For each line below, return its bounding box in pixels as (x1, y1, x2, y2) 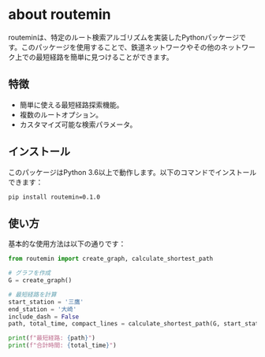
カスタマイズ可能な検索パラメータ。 (19, 120, 137, 129)
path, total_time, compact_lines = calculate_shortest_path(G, (8, 320, 221, 328)
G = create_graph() (8, 277, 73, 284)
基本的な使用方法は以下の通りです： (8, 239, 126, 249)
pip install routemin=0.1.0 (8, 193, 101, 201)
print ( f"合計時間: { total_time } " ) (8, 341, 117, 350)
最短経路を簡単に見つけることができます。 (35, 52, 174, 61)
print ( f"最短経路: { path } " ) (8, 334, 96, 342)
